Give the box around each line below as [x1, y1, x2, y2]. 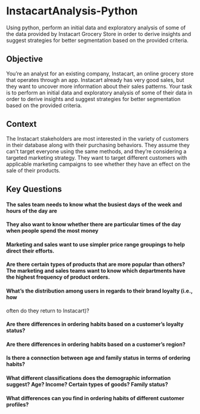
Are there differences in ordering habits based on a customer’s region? [6, 340, 186, 348]
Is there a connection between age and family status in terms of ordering [6, 354, 191, 361]
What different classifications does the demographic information [6, 374, 171, 381]
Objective [6, 54, 44, 64]
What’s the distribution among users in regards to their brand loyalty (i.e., [6, 287, 193, 294]
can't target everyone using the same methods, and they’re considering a [6, 148, 187, 155]
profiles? [6, 401, 29, 408]
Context [6, 119, 37, 129]
